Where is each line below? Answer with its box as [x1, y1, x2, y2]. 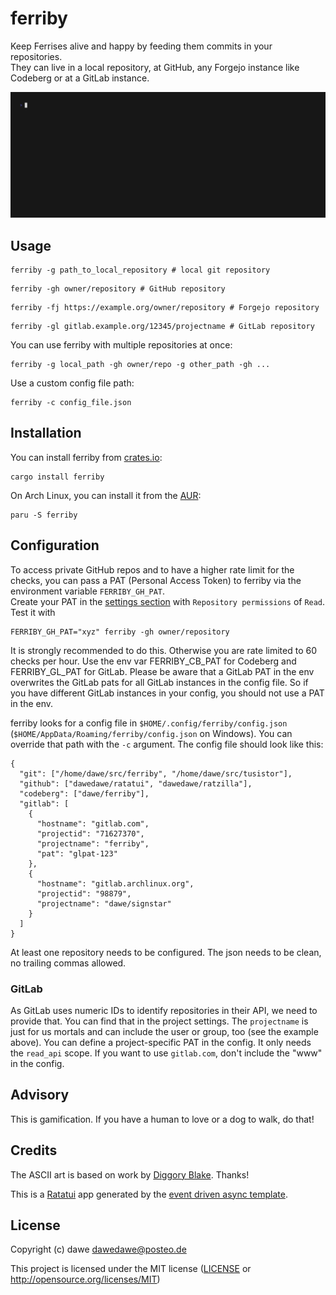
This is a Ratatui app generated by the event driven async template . [10, 1188, 288, 1200]
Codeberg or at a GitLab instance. [10, 72, 150, 84]
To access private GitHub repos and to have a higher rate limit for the [10, 563, 295, 576]
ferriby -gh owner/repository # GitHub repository [10, 284, 226, 294]
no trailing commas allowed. [10, 957, 127, 969]
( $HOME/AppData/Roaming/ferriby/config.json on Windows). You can [10, 727, 293, 739]
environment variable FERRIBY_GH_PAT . [10, 585, 166, 597]
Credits [10, 1142, 58, 1159]
